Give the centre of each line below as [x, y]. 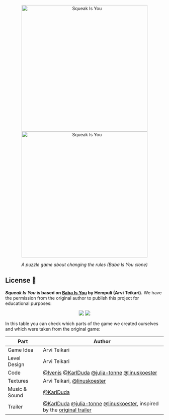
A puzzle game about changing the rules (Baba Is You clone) [84, 265]
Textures [18, 381]
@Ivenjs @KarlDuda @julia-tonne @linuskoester [100, 373]
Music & [17, 389]
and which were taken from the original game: [53, 329]
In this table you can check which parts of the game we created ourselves [82, 324]
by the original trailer [67, 410]
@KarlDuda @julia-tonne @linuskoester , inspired [101, 403]
